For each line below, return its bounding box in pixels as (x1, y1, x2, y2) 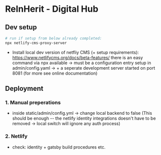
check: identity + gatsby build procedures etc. (12, 144, 106, 150)
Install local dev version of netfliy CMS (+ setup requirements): (12, 49, 139, 55)
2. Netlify (5, 133, 28, 140)
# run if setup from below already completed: (5, 36, 102, 41)
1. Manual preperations (5, 99, 61, 106)
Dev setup (5, 23, 37, 31)
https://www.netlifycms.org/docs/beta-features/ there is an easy (12, 54, 143, 60)
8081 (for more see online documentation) (12, 70, 98, 76)
